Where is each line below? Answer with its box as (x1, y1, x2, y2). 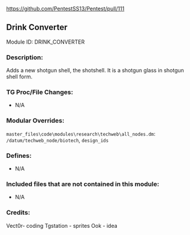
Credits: (6, 209, 31, 217)
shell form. (6, 73, 33, 80)
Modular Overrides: (6, 117, 65, 125)
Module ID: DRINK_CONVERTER (6, 38, 85, 45)
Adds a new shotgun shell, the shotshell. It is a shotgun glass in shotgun (6, 67, 185, 74)
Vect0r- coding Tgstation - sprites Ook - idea (6, 222, 118, 229)
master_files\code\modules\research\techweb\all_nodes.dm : (6, 130, 156, 137)
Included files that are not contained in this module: (6, 179, 159, 188)
